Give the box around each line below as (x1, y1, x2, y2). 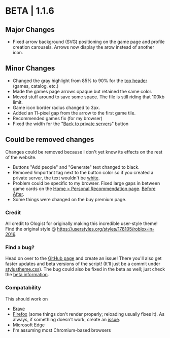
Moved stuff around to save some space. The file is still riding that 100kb (12, 94, 165, 100)
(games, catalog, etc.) (12, 83, 59, 89)
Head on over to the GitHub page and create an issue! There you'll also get (5, 255, 162, 261)
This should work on (5, 295, 48, 302)
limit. (12, 99, 23, 105)
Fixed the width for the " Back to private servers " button (12, 121, 129, 127)
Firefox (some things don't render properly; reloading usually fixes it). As (12, 311, 165, 317)
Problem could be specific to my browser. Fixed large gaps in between (12, 180, 160, 186)
